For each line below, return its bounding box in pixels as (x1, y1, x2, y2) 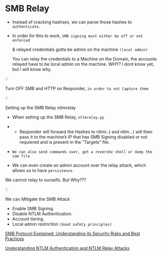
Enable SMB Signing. (12, 205, 55, 211)
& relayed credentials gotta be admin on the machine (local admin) (12, 46, 148, 52)
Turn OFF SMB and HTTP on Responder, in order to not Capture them (5, 85, 149, 91)
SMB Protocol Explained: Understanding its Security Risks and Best (5, 230, 141, 236)
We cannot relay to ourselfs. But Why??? (5, 177, 86, 183)
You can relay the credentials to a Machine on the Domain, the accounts (12, 56, 157, 61)
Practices (5, 236, 24, 241)
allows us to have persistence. (12, 167, 75, 173)
